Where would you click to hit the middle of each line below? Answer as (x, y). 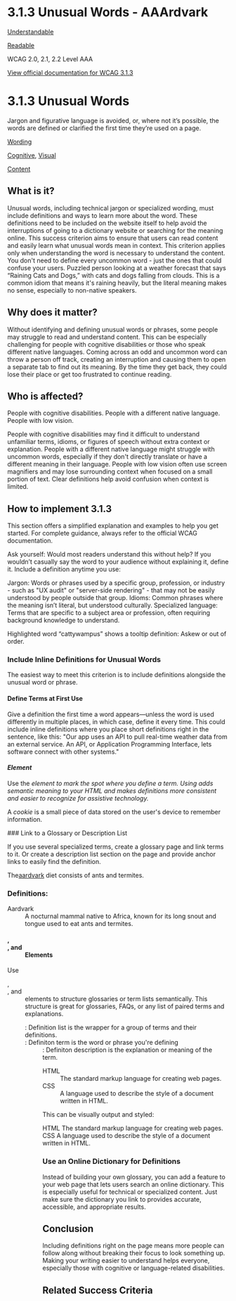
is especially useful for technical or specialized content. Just (130, 1192)
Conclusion (68, 1229)
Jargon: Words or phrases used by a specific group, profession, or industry (116, 583)
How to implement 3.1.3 (60, 508)
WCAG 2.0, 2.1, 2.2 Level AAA (50, 59)
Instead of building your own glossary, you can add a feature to (134, 1176)
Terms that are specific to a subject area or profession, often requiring (109, 613)
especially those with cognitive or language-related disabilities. (134, 1268)
